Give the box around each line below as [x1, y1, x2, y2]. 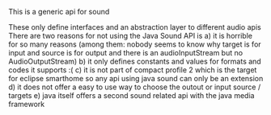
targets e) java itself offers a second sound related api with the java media [8, 91, 255, 100]
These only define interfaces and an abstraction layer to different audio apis [8, 23, 261, 31]
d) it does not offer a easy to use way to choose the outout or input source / [8, 82, 261, 92]
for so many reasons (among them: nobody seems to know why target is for [8, 39, 261, 49]
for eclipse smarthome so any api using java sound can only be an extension [8, 74, 264, 83]
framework [8, 100, 45, 109]
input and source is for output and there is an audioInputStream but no [8, 48, 243, 57]
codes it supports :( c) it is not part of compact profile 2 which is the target [8, 65, 257, 75]
